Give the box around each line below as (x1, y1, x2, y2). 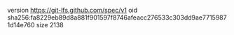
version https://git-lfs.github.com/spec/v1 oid (7, 6, 138, 14)
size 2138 (36, 21, 64, 29)
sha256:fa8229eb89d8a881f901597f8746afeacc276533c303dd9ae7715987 (7, 13, 227, 22)
